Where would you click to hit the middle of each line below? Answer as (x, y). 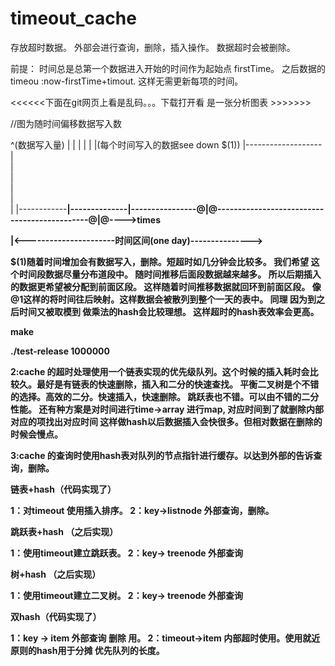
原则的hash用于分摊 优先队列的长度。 (87, 650)
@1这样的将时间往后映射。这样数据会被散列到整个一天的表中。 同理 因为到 (163, 299)
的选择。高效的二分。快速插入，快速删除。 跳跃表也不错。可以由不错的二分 (165, 396)
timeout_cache (73, 18)
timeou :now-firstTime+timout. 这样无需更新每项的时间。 (127, 81)
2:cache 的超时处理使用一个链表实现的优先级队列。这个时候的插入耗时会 (160, 371)
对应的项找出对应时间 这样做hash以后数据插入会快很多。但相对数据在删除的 (166, 421)
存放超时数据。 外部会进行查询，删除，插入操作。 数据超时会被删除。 (153, 47)
